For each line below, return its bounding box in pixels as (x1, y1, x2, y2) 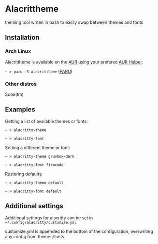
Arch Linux (5, 48, 31, 55)
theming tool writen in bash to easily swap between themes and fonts (5, 19, 144, 25)
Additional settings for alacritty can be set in (5, 214, 93, 221)
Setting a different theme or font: (5, 144, 70, 151)
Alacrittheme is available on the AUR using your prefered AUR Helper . (5, 59, 144, 65)
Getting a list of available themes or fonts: (5, 118, 88, 124)
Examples (5, 106, 35, 114)
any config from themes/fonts (5, 233, 64, 239)
